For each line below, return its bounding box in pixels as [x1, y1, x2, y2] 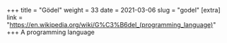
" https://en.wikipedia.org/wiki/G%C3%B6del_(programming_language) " [6, 21, 216, 28]
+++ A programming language [6, 28, 95, 36]
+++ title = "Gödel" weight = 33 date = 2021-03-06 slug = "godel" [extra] [6, 6, 221, 14]
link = [6, 13, 23, 21]
